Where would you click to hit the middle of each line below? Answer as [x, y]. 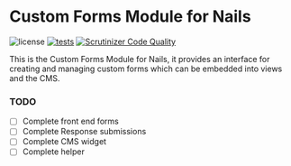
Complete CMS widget [64, 142]
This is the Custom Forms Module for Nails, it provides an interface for [140, 59]
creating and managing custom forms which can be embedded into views [146, 69]
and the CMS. [35, 78]
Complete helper [54, 152]
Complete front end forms [70, 121]
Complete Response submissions [84, 132]
